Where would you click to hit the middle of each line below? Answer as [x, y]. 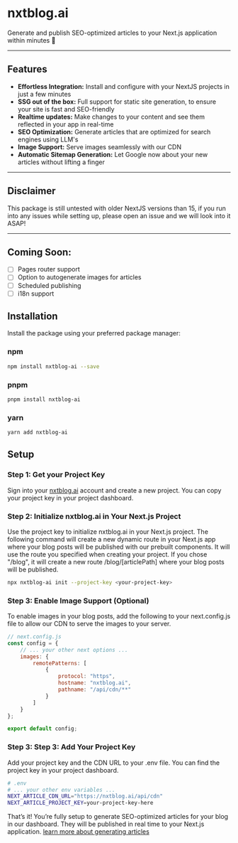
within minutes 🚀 [32, 40]
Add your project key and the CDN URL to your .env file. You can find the [114, 763]
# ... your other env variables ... [61, 790]
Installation [33, 317]
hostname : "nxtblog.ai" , [95, 683]
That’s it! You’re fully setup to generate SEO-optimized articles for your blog [118, 817]
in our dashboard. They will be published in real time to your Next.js [106, 824]
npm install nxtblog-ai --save [53, 366]
